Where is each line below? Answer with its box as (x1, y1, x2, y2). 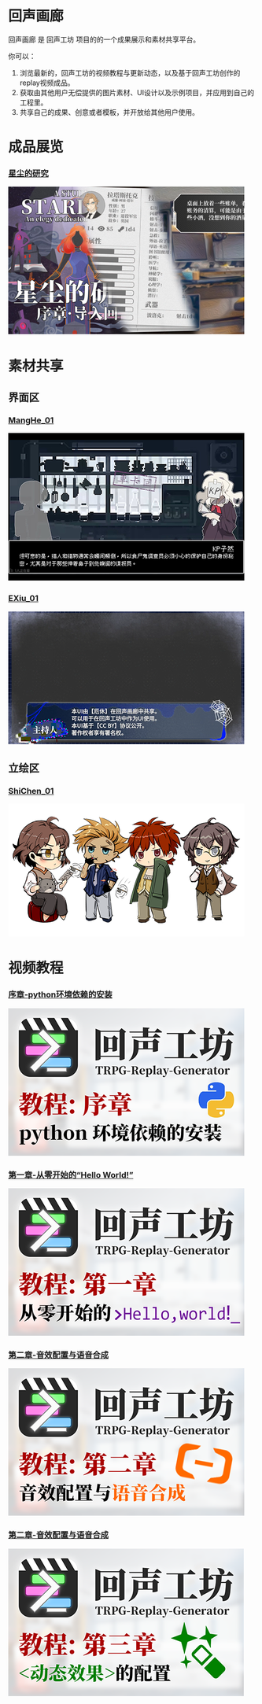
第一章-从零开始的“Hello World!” (8, 1169, 134, 1180)
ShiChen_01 (8, 785, 54, 796)
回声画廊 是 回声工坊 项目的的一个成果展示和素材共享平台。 (8, 35, 201, 44)
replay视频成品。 (19, 78, 75, 87)
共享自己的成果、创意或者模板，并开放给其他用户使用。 (19, 107, 199, 116)
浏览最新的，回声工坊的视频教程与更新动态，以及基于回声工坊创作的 (19, 68, 241, 77)
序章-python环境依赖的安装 (8, 989, 113, 1000)
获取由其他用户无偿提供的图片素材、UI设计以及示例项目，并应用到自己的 (19, 87, 254, 97)
